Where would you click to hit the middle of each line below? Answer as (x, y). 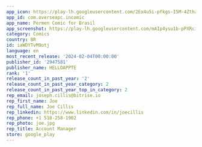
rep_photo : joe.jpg (31, 124)
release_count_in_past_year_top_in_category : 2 (67, 90)
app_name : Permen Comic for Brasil (51, 23)
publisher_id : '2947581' (37, 62)
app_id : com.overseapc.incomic (45, 17)
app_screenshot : (26, 28)
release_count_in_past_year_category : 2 (58, 85)
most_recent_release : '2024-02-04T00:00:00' (63, 56)
